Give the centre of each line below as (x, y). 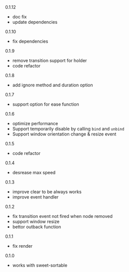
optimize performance (35, 123)
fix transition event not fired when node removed (63, 216)
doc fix (19, 17)
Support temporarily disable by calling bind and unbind (68, 129)
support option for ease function (46, 104)
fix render (22, 246)
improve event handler (35, 197)
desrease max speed (34, 172)
